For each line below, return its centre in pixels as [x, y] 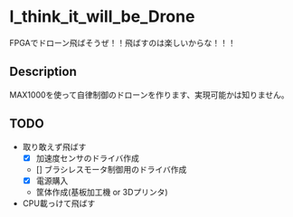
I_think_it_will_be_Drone [102, 17]
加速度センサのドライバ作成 [88, 158]
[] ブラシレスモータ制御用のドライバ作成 [111, 169]
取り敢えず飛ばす [54, 146]
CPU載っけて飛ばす [59, 203]
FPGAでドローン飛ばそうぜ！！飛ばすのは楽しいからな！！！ [123, 42]
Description [43, 72]
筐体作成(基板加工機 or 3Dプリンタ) [102, 192]
